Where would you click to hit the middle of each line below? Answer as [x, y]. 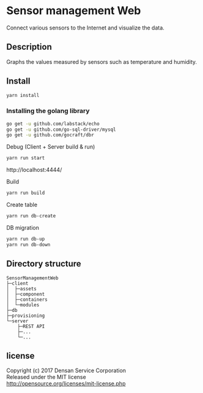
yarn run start [26, 158]
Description [29, 47]
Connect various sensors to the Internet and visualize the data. [86, 28]
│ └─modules [23, 305]
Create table [22, 205]
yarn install [23, 95]
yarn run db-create [31, 216]
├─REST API [31, 326]
